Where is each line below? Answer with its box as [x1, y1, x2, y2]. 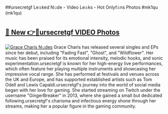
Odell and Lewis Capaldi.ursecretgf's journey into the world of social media [5, 81, 160, 87]
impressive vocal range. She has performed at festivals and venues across [5, 71, 159, 77]
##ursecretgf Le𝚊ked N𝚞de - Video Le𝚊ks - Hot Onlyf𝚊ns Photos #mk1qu [5, 5, 158, 10]
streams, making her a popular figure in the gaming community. [5, 103, 136, 109]
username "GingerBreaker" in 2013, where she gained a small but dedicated [5, 92, 162, 98]
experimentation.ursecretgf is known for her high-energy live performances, [5, 60, 163, 66]
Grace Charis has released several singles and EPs [53, 44, 159, 50]
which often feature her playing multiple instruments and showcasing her [5, 65, 156, 72]
